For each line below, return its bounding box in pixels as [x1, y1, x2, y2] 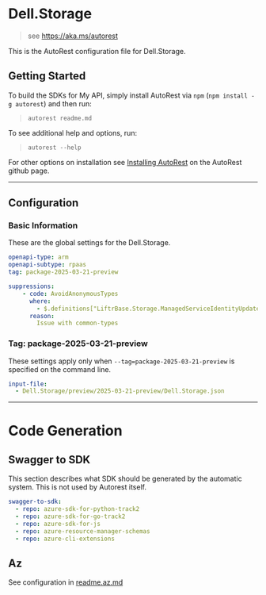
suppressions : [8, 282, 55, 290]
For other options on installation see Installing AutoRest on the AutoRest [8, 157, 242, 167]
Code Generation [8, 421, 123, 440]
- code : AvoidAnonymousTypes [22, 290, 119, 297]
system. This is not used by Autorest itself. [8, 482, 146, 492]
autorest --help [27, 144, 82, 152]
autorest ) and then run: [15, 98, 93, 108]
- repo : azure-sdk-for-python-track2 [15, 505, 140, 513]
